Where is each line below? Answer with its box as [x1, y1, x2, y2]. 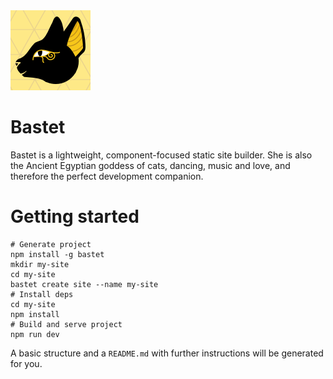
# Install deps [10, 289, 74, 299]
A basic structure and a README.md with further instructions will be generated [10, 347, 324, 359]
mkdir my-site [10, 259, 70, 269]
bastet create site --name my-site [10, 279, 159, 289]
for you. [10, 357, 43, 369]
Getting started [10, 205, 140, 228]
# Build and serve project [10, 319, 123, 329]
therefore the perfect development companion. [10, 170, 204, 182]
